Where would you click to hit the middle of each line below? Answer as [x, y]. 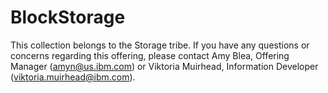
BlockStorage [68, 17]
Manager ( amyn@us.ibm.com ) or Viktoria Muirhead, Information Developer [164, 66]
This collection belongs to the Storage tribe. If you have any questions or [160, 45]
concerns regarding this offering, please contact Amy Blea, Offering [150, 55]
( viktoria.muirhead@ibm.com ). [73, 77]
